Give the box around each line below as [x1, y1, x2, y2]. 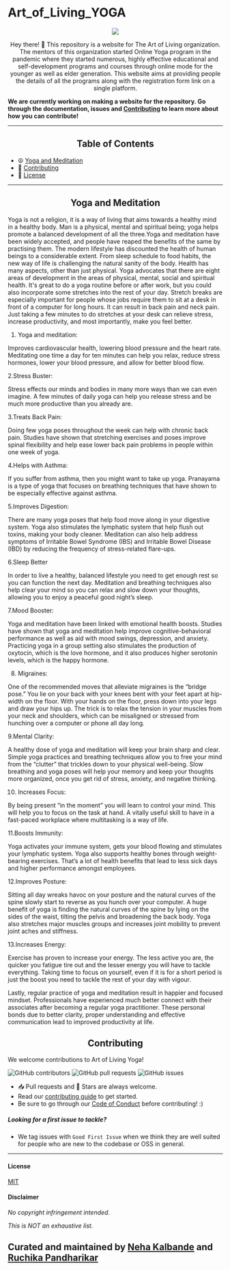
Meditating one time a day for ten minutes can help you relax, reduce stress [8, 351, 220, 359]
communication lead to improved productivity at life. [8, 1017, 154, 1025]
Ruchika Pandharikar [8, 1252, 98, 1264]
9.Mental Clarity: [8, 732, 55, 740]
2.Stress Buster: [8, 371, 53, 379]
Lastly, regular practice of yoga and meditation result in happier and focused [8, 988, 223, 997]
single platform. [93, 84, 138, 92]
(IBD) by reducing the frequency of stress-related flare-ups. [8, 545, 176, 553]
